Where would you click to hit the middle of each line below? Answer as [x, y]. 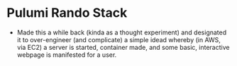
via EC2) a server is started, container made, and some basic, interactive [123, 47]
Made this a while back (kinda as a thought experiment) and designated [122, 32]
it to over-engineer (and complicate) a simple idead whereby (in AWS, [119, 39]
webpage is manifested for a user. [67, 55]
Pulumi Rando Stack [67, 13]
